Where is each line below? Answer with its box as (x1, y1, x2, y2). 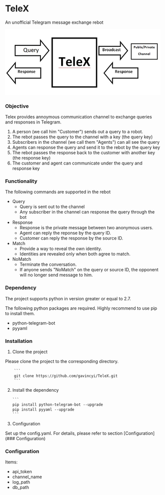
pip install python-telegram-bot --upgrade (12, 402, 103, 407)
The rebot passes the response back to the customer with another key (12, 150, 155, 156)
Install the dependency (12, 387, 59, 393)
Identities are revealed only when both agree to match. (19, 251, 131, 257)
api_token (12, 469, 32, 475)
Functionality (5, 177, 38, 184)
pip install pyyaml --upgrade (12, 407, 75, 412)
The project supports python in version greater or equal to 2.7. (5, 295, 132, 301)
